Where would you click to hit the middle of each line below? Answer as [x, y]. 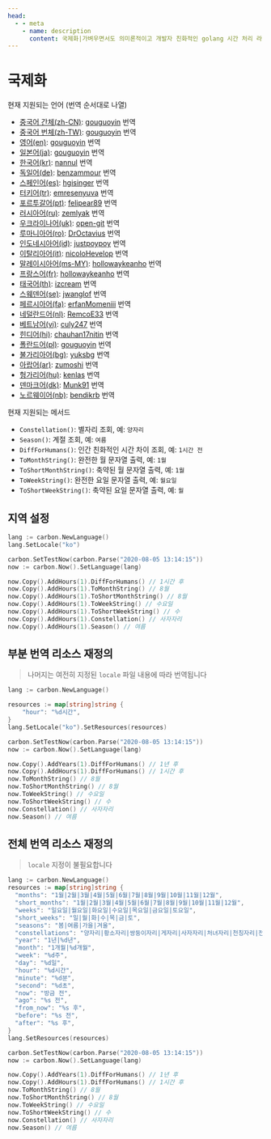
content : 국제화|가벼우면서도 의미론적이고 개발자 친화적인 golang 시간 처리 [141, 38]
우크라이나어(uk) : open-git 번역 [70, 223]
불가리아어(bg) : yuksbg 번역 [64, 355]
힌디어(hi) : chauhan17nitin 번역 [69, 335]
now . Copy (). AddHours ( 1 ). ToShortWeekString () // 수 [94, 612]
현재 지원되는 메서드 [39, 413]
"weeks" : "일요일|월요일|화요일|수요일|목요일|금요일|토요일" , [106, 910]
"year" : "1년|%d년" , [48, 940]
